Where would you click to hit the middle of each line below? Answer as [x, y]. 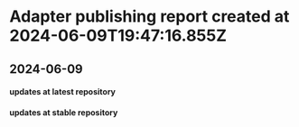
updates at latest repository [62, 92]
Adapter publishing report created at [149, 17]
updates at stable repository [64, 112]
